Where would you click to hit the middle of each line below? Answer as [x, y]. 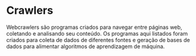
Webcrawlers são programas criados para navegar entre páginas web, [94, 27]
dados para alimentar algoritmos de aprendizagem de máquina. [86, 46]
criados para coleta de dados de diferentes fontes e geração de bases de [98, 40]
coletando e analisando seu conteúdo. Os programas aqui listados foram [97, 33]
